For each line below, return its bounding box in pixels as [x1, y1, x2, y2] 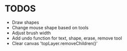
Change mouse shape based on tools [11, 24, 89, 30]
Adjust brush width [11, 30, 51, 36]
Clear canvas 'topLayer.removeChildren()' [11, 40, 98, 46]
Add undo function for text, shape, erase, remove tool [11, 35, 123, 41]
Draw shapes [11, 19, 39, 25]
